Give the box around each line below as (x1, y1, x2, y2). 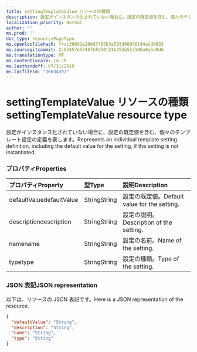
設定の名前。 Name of (123, 236, 182, 245)
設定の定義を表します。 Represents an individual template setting (21, 136, 178, 143)
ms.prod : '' (6, 31, 35, 36)
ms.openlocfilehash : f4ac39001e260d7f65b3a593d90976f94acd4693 (6, 42, 164, 48)
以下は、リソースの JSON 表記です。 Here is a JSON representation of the (6, 296, 184, 303)
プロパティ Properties (6, 165, 67, 173)
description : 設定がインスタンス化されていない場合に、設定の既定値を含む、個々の (6, 14, 184, 20)
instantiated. (6, 149, 36, 156)
